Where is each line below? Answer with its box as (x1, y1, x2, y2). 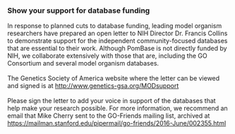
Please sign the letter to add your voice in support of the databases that (7, 97, 217, 105)
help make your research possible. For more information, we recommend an (7, 104, 228, 113)
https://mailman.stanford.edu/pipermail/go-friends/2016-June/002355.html (7, 119, 227, 128)
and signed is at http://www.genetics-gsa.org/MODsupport (7, 82, 179, 90)
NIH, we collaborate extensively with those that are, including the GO (7, 51, 207, 60)
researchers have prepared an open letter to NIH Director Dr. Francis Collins (7, 29, 228, 37)
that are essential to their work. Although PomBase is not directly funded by (7, 44, 227, 53)
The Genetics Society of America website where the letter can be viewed (7, 74, 220, 83)
